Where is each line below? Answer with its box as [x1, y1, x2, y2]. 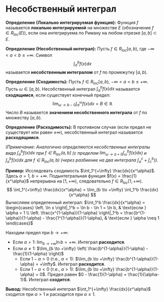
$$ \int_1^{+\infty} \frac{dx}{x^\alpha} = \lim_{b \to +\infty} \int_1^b [6, 187, 139, 193]
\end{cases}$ [5, 221, 33, 226]
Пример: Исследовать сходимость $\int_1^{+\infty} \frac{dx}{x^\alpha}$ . [5, 167, 156, 174]
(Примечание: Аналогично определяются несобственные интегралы [5, 144, 150, 150]
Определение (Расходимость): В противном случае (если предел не [5, 124, 152, 130]
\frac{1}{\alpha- [127, 272, 160, 278]
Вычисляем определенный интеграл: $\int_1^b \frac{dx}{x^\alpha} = [5, 200, 145, 205]
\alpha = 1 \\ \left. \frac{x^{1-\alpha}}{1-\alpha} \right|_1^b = [5, 210, 123, 216]
